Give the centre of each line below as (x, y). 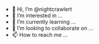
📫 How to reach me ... (40, 35)
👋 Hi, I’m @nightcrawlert (42, 9)
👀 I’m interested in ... (37, 15)
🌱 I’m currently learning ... (44, 22)
